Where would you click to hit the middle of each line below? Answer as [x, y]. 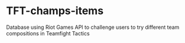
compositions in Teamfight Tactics [48, 33]
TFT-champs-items [55, 11]
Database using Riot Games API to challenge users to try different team [93, 27]
